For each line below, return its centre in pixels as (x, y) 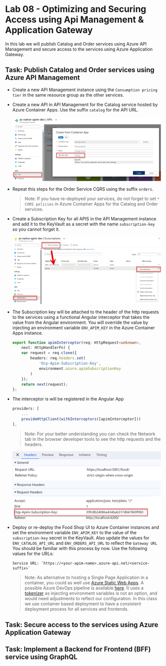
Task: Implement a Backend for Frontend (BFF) (78, 649)
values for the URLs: (33, 554)
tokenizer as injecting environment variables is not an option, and (91, 593)
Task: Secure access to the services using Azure (82, 625)
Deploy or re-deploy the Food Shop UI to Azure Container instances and (86, 527)
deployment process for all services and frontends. (77, 609)
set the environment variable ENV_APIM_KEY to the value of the (74, 533)
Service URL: (26, 564)
